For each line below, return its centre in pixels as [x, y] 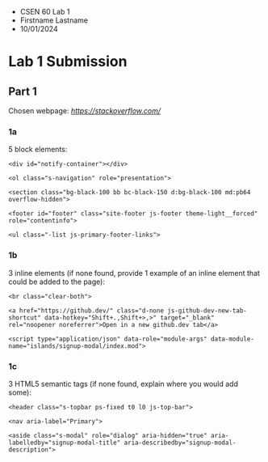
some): [20, 392]
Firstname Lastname [54, 20]
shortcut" [25, 318]
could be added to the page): [57, 282]
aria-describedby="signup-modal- [180, 443]
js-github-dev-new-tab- [207, 311]
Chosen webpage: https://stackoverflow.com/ [85, 111]
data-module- [232, 339]
